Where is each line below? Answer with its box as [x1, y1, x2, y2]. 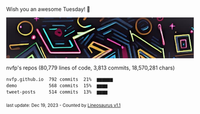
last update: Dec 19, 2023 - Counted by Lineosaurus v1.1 [6, 102, 121, 108]
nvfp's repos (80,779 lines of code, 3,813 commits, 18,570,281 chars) [6, 64, 175, 71]
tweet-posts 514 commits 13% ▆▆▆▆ [6, 89, 108, 95]
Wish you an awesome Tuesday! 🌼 [6, 6, 90, 12]
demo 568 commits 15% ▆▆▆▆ [6, 83, 108, 89]
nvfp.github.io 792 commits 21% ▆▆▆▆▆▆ [6, 77, 113, 83]
